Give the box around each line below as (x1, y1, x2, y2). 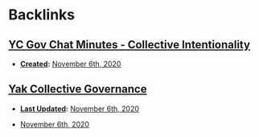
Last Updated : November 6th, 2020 (19, 103, 139, 114)
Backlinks (8, 6, 76, 24)
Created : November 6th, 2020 (19, 59, 121, 68)
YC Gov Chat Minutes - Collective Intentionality (8, 38, 251, 52)
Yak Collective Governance (8, 82, 147, 96)
